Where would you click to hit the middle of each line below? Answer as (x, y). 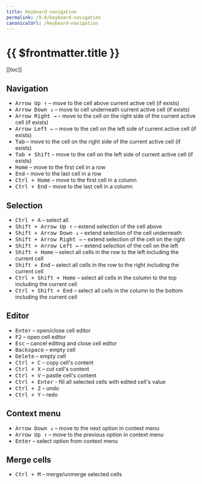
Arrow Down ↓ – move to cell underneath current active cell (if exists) (102, 110)
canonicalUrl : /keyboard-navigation (52, 23)
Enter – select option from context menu (66, 441)
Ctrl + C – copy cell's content (54, 362)
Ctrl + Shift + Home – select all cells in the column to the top (96, 278)
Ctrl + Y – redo (36, 394)
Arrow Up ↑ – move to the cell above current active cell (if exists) (97, 103)
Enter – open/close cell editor (53, 330)
